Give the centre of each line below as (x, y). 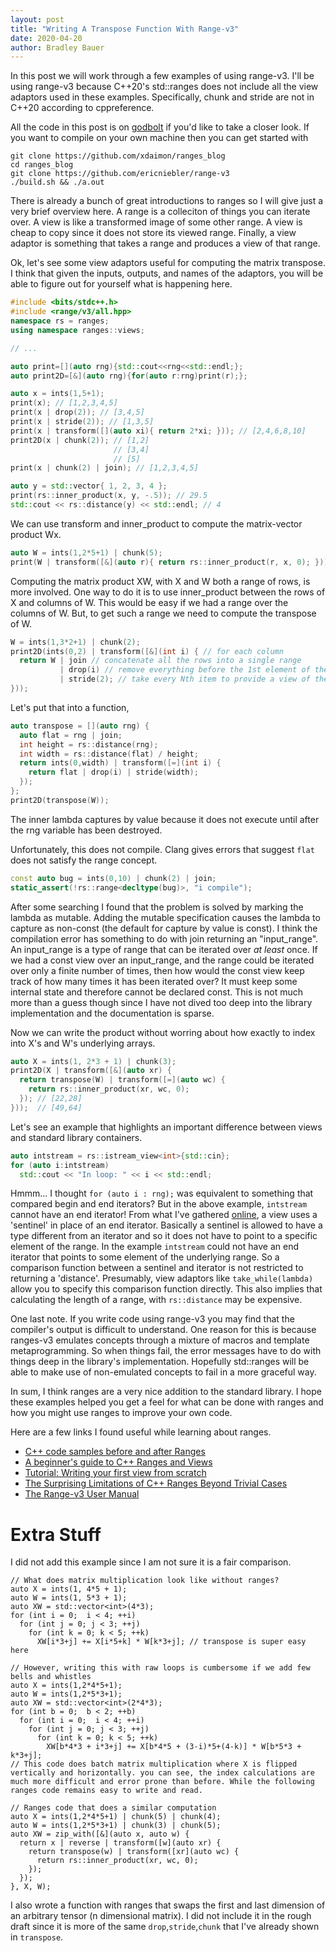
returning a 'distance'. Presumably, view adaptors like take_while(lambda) (162, 1278)
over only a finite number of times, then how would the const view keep (157, 970)
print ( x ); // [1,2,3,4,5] (64, 403)
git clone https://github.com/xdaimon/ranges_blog (118, 156)
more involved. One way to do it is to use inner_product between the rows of (168, 592)
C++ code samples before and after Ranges (115, 1452)
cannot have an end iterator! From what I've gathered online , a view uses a (164, 1215)
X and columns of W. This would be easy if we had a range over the (149, 602)
